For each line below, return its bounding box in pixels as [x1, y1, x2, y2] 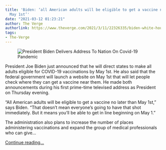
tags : [5, 30, 16, 35]
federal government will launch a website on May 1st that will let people [5, 74, 150, 80]
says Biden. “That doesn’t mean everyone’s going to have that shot [5, 104, 141, 110]
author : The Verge [5, 21, 43, 26]
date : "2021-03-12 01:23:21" [5, 16, 65, 21]
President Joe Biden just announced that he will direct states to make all [5, 63, 152, 69]
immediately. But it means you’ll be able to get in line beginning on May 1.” [5, 109, 156, 115]
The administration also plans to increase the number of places [5, 119, 133, 125]
